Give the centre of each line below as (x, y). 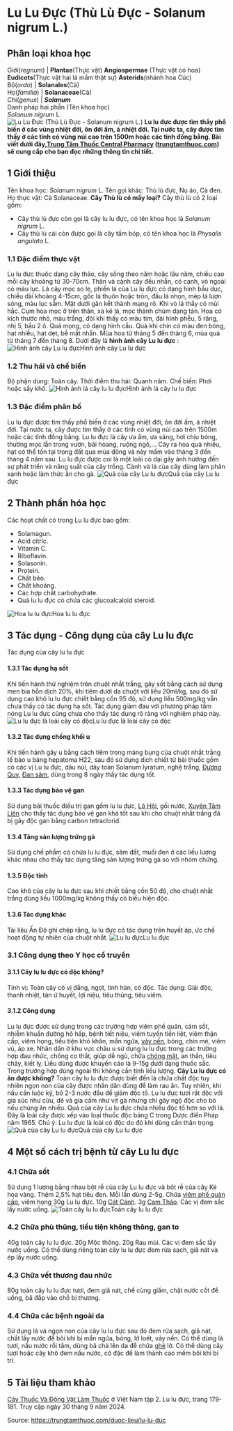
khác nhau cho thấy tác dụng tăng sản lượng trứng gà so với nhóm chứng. (113, 859)
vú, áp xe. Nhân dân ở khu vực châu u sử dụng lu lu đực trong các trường (112, 1048)
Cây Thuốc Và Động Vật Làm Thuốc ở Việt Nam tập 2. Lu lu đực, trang (107, 1400)
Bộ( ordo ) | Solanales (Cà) (43, 85)
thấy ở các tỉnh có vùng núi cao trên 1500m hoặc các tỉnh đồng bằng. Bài (114, 137)
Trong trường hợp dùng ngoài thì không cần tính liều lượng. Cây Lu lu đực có (117, 1071)
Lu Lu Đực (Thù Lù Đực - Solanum (106, 13)
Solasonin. (32, 563)
